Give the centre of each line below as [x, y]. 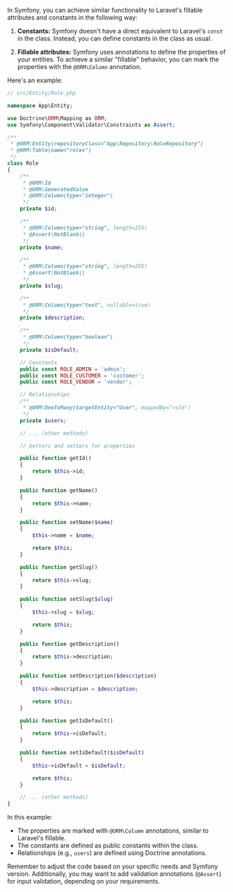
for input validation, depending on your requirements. [83, 882]
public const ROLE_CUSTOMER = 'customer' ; [82, 376]
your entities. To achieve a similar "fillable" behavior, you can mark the [118, 59]
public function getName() [59, 490]
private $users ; [43, 421]
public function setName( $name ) [66, 523]
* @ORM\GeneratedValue [56, 189]
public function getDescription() [70, 644]
